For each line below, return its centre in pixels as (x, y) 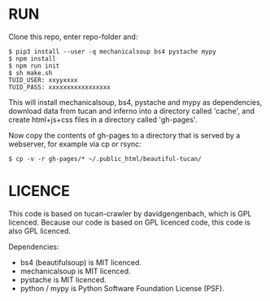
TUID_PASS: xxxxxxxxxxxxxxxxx (60, 87)
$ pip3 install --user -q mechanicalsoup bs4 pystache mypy (113, 51)
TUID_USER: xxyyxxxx (44, 80)
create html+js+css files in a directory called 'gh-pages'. (103, 120)
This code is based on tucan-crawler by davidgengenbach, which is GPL (130, 213)
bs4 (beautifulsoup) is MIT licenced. (81, 262)
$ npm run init (34, 66)
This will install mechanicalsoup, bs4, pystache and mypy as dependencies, (135, 102)
